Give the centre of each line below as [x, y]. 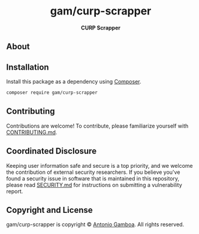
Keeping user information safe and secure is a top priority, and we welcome [99, 165]
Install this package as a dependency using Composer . [74, 82]
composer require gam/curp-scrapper [52, 93]
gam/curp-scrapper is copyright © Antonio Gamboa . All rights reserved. [95, 224]
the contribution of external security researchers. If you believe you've [93, 172]
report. [15, 191]
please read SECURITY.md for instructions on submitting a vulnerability [94, 185]
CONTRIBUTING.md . [32, 132]
